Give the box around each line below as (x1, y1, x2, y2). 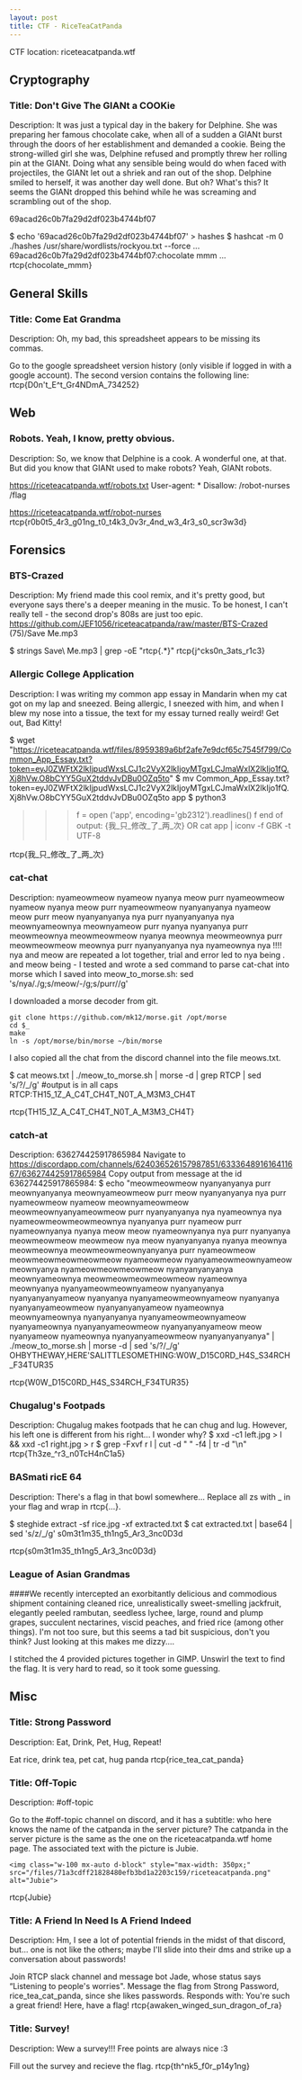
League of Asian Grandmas (9, 1567, 130, 1580)
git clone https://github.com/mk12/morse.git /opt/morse (9, 1013, 227, 1022)
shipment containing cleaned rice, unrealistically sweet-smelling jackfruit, (9, 1598, 281, 1609)
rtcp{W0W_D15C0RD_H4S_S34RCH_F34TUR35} (9, 1377, 190, 1388)
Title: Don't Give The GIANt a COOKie (9, 99, 175, 112)
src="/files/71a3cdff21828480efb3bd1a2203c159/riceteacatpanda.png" (9, 1869, 271, 1878)
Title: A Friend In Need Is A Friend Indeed (9, 1914, 191, 1926)
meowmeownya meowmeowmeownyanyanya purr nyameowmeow (9, 1245, 256, 1256)
